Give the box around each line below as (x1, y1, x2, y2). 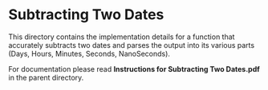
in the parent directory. (8, 72, 84, 82)
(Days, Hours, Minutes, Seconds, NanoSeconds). (8, 49, 171, 58)
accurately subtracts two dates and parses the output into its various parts (8, 40, 255, 49)
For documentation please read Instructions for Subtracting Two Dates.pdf (8, 64, 261, 73)
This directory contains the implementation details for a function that (8, 32, 235, 41)
